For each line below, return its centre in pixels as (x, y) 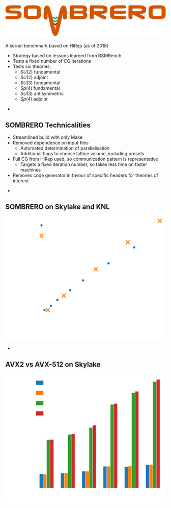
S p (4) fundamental (40, 88)
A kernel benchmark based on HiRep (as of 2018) (57, 46)
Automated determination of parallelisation (65, 148)
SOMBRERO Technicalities (48, 125)
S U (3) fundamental (40, 83)
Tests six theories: (32, 66)
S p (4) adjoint (34, 99)
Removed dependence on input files (51, 143)
